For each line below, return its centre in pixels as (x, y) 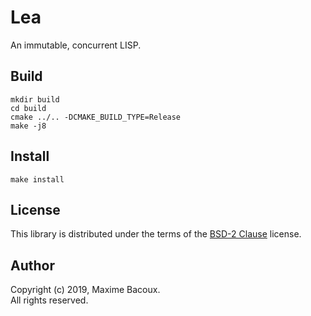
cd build (28, 108)
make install (37, 179)
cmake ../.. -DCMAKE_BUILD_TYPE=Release (96, 117)
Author (32, 265)
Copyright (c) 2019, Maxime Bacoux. (85, 290)
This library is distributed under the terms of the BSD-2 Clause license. (156, 234)
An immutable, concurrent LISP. (76, 45)
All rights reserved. (49, 300)
